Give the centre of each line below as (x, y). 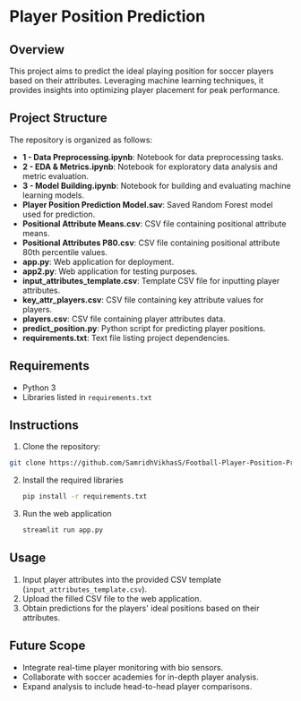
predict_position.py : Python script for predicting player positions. (144, 328)
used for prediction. (59, 214)
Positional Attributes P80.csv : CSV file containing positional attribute (151, 243)
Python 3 (39, 388)
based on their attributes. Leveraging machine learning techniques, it (137, 81)
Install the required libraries (73, 480)
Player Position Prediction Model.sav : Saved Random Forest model (147, 204)
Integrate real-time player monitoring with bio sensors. (123, 667)
